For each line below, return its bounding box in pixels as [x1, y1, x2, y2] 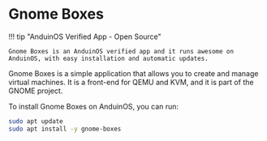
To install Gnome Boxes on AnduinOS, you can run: [8, 101, 179, 111]
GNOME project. [8, 86, 63, 96]
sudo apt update [8, 117, 63, 126]
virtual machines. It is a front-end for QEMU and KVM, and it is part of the [8, 77, 254, 87]
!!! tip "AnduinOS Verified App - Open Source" [8, 32, 162, 41]
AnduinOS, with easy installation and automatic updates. [8, 54, 209, 62]
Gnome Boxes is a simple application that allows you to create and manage [8, 68, 259, 78]
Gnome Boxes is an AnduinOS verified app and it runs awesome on [8, 47, 234, 55]
